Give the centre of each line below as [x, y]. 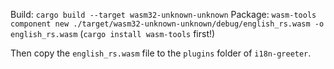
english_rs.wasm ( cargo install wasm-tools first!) [113, 33]
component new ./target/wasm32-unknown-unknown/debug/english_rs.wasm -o [167, 24]
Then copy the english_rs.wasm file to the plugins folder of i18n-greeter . [161, 53]
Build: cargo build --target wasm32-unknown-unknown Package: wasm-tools [163, 14]
